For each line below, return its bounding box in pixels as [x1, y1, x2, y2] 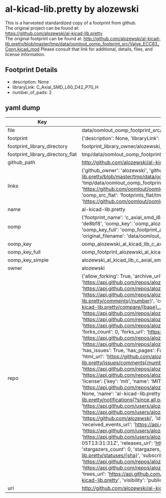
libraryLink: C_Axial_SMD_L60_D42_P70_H [12, 84, 99, 90]
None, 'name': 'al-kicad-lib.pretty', [81, 390, 164, 397]
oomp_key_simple [7, 256, 49, 263]
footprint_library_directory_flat [7, 151, 77, 158]
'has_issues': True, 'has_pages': [81, 347, 156, 354]
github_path [7, 159, 36, 166]
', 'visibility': [118, 476, 146, 483]
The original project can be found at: [5, 25, 80, 31]
